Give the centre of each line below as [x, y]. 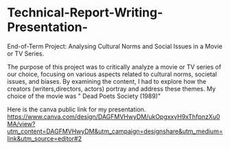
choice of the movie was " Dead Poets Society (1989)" [84, 96]
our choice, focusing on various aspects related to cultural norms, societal [112, 74]
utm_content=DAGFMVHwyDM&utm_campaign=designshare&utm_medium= [115, 131]
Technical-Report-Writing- [85, 13]
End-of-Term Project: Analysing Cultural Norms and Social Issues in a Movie [115, 46]
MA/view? [21, 124]
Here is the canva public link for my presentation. [77, 109]
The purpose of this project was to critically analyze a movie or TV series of [114, 67]
